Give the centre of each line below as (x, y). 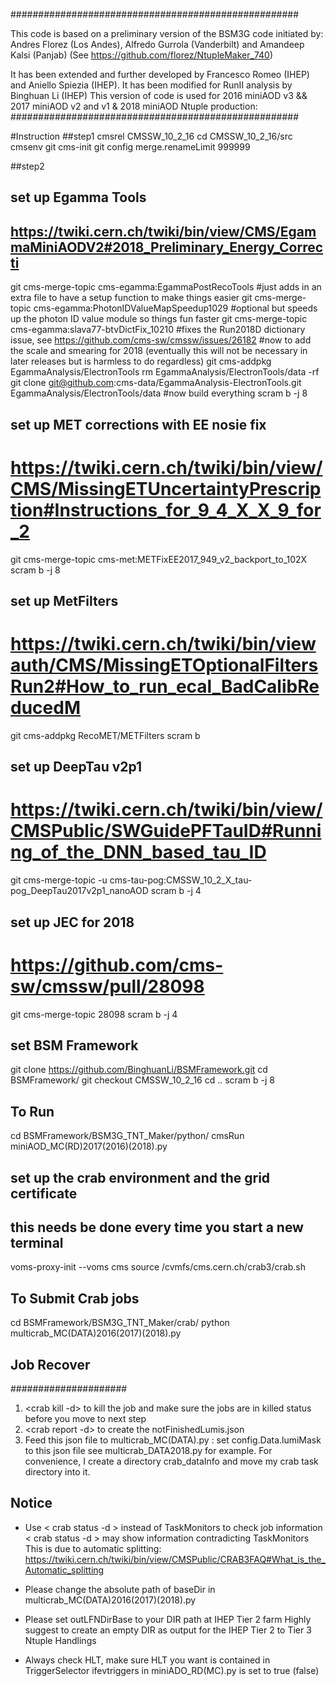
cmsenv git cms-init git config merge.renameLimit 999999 (130, 147)
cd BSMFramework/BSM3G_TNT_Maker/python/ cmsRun (127, 1136)
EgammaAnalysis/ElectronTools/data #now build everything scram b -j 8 (159, 393)
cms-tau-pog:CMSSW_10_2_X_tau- (181, 880)
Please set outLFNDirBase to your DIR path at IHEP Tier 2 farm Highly (168, 1619)
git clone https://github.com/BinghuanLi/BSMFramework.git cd (139, 1070)
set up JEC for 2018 (72, 922)
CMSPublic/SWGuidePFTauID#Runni (166, 831)
